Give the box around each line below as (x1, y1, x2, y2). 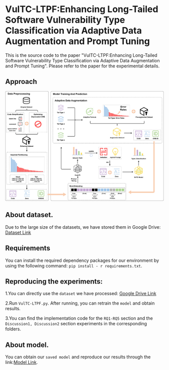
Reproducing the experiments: (5, 277, 103, 286)
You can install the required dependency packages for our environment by (5, 257, 159, 263)
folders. (5, 326, 21, 332)
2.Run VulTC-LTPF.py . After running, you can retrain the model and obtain (5, 300, 155, 306)
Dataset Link (5, 229, 31, 235)
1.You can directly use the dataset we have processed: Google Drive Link (5, 291, 157, 297)
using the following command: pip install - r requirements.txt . (5, 262, 142, 268)
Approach (5, 77, 37, 86)
